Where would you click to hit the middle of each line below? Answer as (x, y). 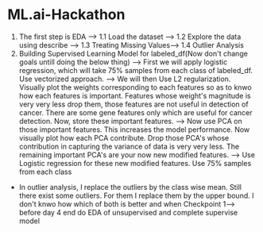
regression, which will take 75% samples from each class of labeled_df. (136, 70)
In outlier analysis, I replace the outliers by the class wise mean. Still (130, 187)
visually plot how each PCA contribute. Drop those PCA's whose (124, 137)
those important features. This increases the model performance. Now (134, 130)
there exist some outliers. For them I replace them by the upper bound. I (136, 195)
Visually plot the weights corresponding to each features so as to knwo (135, 87)
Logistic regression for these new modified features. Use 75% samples (135, 163)
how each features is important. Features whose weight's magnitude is (135, 95)
